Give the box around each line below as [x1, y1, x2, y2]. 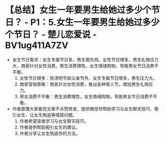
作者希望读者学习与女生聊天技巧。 [19, 118, 89, 124]
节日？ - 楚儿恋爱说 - [14, 29, 97, 40]
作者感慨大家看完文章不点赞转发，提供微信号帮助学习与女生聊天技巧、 [12, 106, 155, 112]
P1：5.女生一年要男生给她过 [30, 17, 142, 28]
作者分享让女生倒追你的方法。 [19, 130, 80, 136]
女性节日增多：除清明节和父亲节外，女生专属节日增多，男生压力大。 [19, 75, 158, 81]
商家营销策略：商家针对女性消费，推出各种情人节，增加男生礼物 [19, 81, 149, 87]
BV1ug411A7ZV [5, 40, 69, 51]
